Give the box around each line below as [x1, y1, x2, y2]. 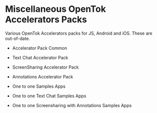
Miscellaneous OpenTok [5, 3, 106, 15]
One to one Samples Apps [12, 83, 66, 89]
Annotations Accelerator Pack [12, 74, 73, 79]
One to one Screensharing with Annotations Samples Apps [12, 102, 132, 108]
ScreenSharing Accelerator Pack [12, 64, 79, 70]
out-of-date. [5, 36, 31, 41]
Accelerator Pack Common [12, 45, 68, 51]
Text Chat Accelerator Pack [12, 54, 68, 60]
